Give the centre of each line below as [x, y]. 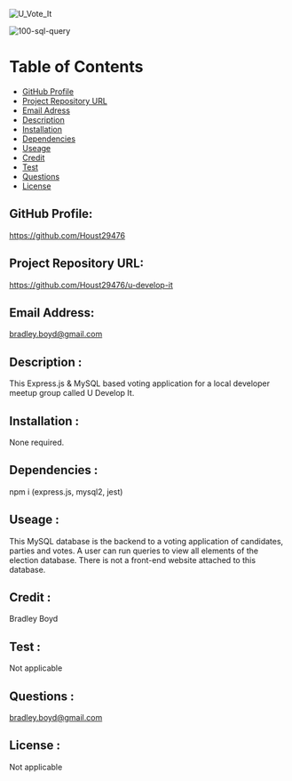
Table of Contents [76, 67]
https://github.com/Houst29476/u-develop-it [91, 285]
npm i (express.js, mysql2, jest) [66, 491]
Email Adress [46, 110]
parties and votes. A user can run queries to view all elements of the [134, 551]
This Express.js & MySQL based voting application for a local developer [140, 383]
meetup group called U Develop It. [72, 393]
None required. [37, 442]
